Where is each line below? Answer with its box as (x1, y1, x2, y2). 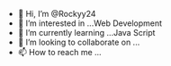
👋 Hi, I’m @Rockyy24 (17, 9, 96, 19)
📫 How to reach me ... (17, 47, 102, 57)
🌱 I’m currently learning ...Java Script (17, 28, 156, 37)
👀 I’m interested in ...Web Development (17, 18, 163, 29)
